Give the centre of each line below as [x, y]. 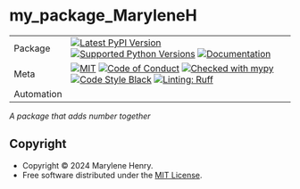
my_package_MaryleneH [104, 16]
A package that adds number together [80, 116]
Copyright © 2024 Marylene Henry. [87, 165]
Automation [38, 94]
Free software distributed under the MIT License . [112, 175]
